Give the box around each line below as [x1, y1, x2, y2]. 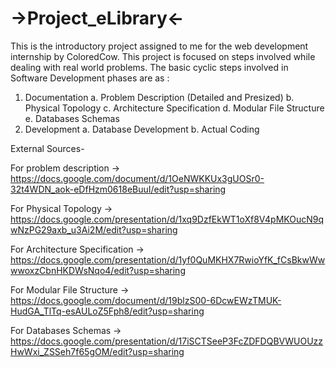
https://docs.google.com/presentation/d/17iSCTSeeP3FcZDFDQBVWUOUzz [10, 335, 324, 347]
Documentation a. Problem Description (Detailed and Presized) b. [24, 91, 295, 103]
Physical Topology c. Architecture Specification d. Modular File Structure [24, 102, 325, 114]
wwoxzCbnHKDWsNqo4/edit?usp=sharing [10, 264, 186, 276]
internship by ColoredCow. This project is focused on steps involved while [10, 50, 316, 62]
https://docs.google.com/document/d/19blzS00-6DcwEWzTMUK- [10, 294, 282, 306]
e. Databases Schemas [24, 112, 120, 124]
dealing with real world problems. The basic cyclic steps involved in [10, 61, 289, 73]
